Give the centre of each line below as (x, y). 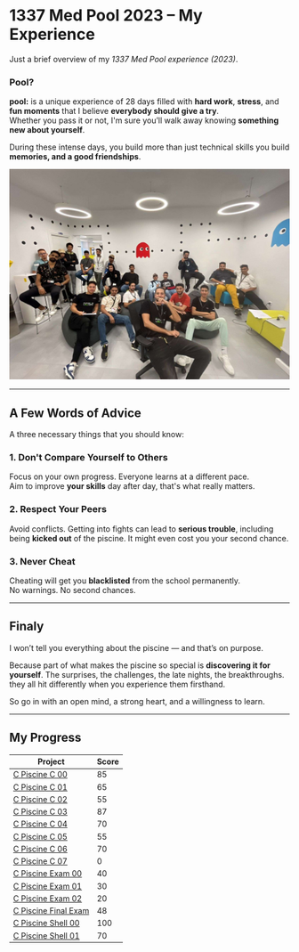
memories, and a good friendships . (75, 157)
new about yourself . (47, 130)
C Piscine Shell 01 (46, 935)
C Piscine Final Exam (51, 911)
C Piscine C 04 (40, 824)
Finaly (27, 627)
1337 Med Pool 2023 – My (106, 16)
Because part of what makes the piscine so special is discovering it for (140, 665)
